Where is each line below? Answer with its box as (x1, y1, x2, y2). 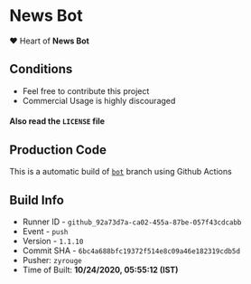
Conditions (9, 62, 73, 77)
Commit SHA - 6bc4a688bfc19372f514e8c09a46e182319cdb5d (22, 245, 241, 256)
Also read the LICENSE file (9, 116, 106, 127)
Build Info (9, 192, 65, 208)
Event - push (22, 225, 69, 236)
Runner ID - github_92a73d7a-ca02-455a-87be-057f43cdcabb (22, 216, 242, 227)
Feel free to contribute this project (22, 85, 150, 96)
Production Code (9, 142, 107, 157)
